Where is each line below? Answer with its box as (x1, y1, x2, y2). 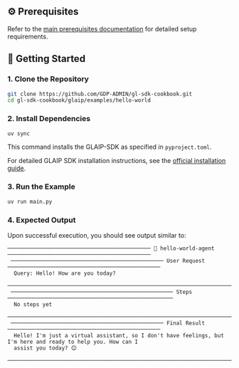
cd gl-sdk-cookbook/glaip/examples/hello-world (7, 97, 152, 104)
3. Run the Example (7, 182, 76, 191)
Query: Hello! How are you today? (14, 270, 116, 277)
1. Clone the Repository (7, 74, 89, 84)
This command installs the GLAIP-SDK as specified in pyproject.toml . (7, 142, 212, 152)
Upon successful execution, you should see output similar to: (7, 231, 186, 239)
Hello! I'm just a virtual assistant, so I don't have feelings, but (14, 332, 224, 339)
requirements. (7, 32, 48, 41)
